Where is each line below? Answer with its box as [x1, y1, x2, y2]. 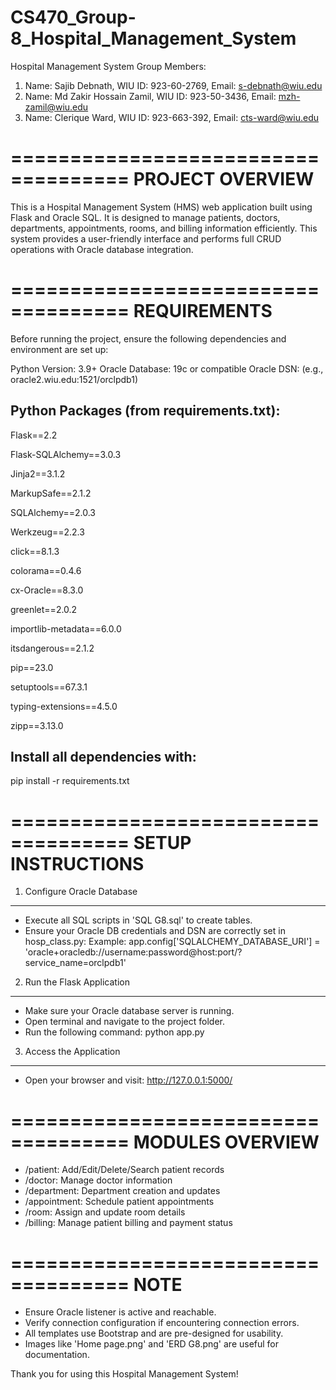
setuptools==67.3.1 [10, 681, 88, 693]
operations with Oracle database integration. [10, 243, 194, 255]
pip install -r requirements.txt [10, 775, 130, 787]
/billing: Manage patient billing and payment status [24, 1217, 233, 1229]
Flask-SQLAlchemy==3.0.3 [10, 448, 122, 460]
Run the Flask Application [24, 976, 130, 988]
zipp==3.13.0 [10, 719, 64, 731]
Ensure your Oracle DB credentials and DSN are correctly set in [24, 925, 286, 937]
